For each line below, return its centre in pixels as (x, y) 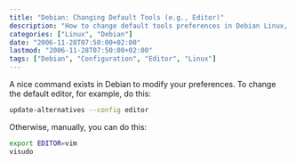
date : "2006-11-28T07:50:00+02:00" (75, 42)
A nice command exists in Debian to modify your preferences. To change (143, 84)
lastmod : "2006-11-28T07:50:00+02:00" (81, 51)
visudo (21, 151)
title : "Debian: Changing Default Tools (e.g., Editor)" (117, 17)
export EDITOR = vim (43, 143)
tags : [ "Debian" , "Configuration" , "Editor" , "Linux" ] (113, 59)
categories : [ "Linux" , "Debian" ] (71, 34)
